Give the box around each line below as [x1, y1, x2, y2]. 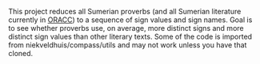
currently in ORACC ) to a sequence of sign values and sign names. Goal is [8, 15, 253, 24]
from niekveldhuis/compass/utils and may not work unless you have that [8, 40, 247, 50]
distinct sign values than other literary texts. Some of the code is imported [8, 32, 253, 41]
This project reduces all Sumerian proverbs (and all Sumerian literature [8, 7, 242, 16]
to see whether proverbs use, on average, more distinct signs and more [8, 24, 244, 32]
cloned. [8, 49, 34, 58]
